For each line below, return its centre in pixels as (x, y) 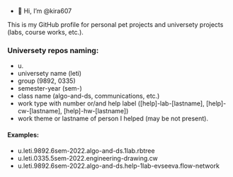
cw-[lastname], (40, 111)
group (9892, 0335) (46, 81)
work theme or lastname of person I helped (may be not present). (113, 119)
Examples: (23, 135)
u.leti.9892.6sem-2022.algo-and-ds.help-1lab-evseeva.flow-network (118, 166)
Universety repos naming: (53, 50)
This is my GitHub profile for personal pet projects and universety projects (115, 24)
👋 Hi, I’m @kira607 (45, 11)
